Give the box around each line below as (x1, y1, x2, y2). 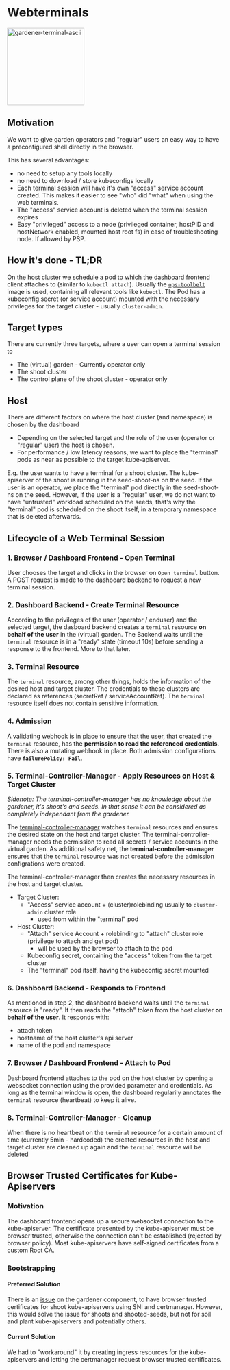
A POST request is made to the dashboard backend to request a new (7, 576, 201, 584)
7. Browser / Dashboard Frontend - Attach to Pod (7, 1058, 171, 1068)
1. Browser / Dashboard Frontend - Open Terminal (7, 553, 175, 563)
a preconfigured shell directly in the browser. (7, 143, 133, 151)
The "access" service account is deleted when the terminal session (16, 206, 207, 214)
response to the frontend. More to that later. (7, 645, 131, 653)
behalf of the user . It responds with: (7, 1013, 110, 1022)
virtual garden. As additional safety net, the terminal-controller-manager (7, 845, 214, 853)
